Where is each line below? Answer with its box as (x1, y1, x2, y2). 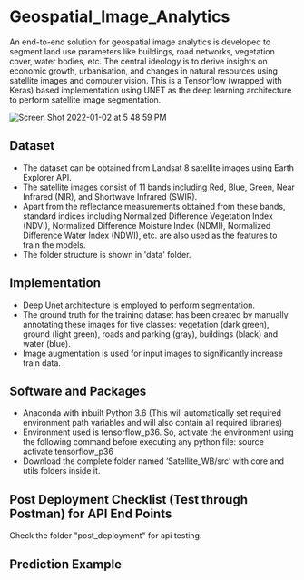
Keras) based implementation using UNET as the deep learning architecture (9, 84, 292, 95)
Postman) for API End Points (9, 506, 172, 521)
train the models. (22, 239, 86, 251)
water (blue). (22, 338, 71, 349)
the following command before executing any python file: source (22, 437, 265, 447)
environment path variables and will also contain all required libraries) (22, 418, 283, 428)
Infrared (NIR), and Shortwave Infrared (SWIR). (22, 191, 198, 202)
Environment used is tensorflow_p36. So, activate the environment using (22, 427, 294, 437)
